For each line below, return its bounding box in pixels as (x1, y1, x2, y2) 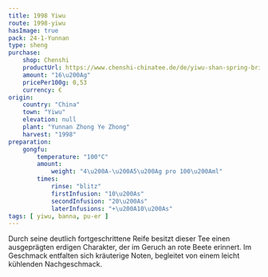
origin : (8, 93, 34, 101)
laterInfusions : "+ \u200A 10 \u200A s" (50, 204, 173, 212)
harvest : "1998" (22, 130, 77, 138)
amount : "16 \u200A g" (22, 71, 91, 79)
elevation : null (22, 116, 77, 124)
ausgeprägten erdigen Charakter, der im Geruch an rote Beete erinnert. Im (8, 243, 252, 252)
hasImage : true (8, 26, 59, 34)
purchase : (8, 49, 41, 57)
